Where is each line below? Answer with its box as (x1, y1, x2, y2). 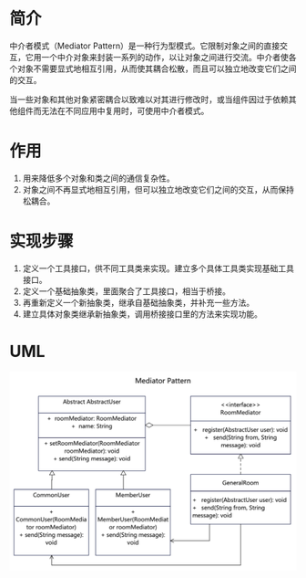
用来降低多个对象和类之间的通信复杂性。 (22, 173, 175, 184)
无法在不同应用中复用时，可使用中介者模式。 (40, 105, 209, 116)
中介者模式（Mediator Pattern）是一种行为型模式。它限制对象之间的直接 (9, 40, 280, 51)
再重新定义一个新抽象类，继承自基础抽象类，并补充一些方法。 (22, 297, 255, 308)
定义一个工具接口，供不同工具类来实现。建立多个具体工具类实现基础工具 (22, 262, 294, 274)
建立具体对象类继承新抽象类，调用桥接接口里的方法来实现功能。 (22, 308, 262, 320)
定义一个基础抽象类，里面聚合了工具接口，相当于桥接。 (22, 285, 230, 297)
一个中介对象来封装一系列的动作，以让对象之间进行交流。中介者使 (40, 51, 289, 62)
